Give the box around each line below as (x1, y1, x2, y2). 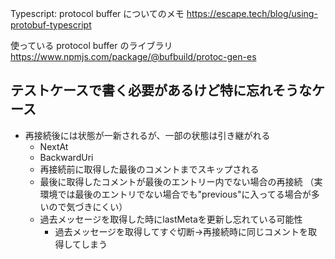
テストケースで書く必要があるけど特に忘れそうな (10, 82, 312, 99)
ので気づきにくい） (48, 200, 128, 212)
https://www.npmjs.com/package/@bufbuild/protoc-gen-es (10, 51, 257, 62)
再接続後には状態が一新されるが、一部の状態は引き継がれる (24, 129, 271, 141)
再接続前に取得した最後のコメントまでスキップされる (39, 163, 260, 175)
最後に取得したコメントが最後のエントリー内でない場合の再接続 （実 (39, 175, 323, 187)
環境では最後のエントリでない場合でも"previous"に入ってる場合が (39, 188, 312, 200)
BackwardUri (39, 151, 94, 163)
